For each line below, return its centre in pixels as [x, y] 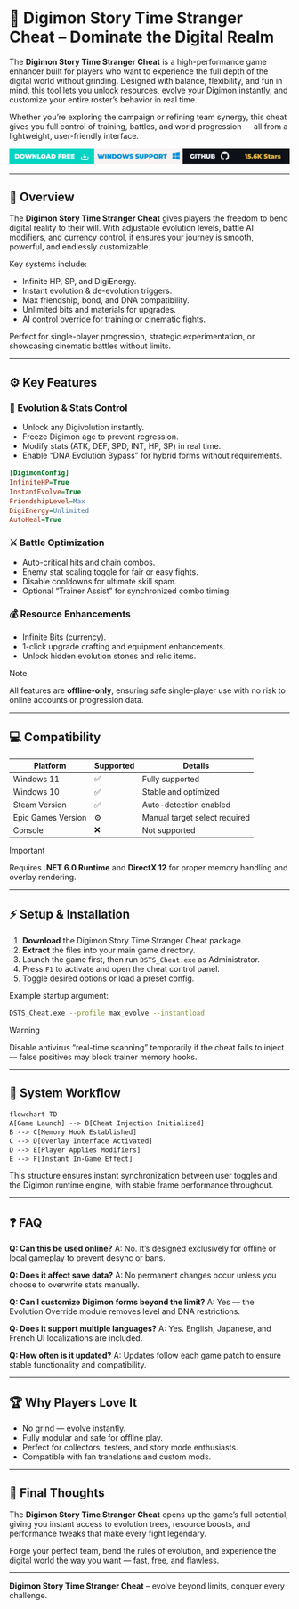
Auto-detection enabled [186, 804]
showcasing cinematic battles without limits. [90, 346]
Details [196, 766]
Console [28, 830]
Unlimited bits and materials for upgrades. [99, 310]
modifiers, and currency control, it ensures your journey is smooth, [132, 237]
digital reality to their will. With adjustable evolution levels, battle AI [132, 228]
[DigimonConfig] [39, 473]
